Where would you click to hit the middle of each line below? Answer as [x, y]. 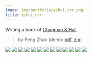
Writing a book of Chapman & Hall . [42, 29]
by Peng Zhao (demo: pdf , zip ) [50, 40]
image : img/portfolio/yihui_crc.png [44, 10]
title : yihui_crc [24, 15]
